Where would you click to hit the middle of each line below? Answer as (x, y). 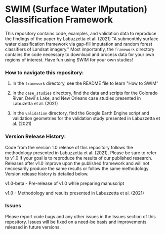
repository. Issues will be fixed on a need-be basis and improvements (76, 222)
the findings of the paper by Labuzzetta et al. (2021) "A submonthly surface (82, 39)
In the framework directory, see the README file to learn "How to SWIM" (85, 83)
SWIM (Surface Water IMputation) (76, 9)
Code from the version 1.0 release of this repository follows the (69, 147)
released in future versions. (33, 227)
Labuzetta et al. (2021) (35, 104)
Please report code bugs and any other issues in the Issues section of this (81, 216)
